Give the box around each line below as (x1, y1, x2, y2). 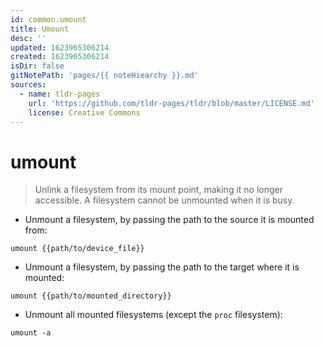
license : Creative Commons (28, 107, 141, 118)
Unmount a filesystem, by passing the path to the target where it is (24, 261, 300, 273)
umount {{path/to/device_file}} (10, 244, 145, 254)
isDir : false (10, 61, 65, 71)
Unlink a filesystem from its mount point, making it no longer (34, 184, 284, 196)
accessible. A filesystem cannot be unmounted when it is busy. (34, 194, 295, 206)
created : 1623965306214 (10, 52, 110, 62)
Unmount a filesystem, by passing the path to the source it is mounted (24, 214, 315, 226)
